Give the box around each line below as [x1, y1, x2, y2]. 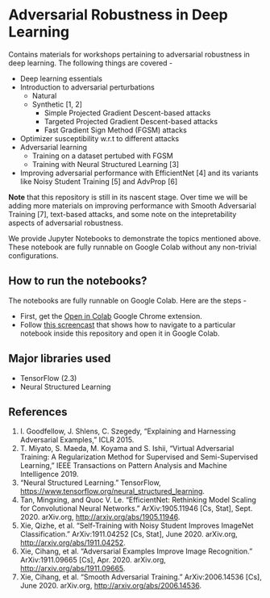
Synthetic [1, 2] [31, 99, 83, 109]
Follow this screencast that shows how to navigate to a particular [19, 320, 236, 329]
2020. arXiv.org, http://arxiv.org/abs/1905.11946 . [19, 512, 181, 522]
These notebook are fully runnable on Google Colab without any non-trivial [8, 242, 257, 252]
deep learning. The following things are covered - [8, 58, 173, 68]
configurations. [8, 250, 59, 260]
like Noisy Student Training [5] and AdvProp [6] [19, 176, 178, 186]
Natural [31, 90, 57, 100]
